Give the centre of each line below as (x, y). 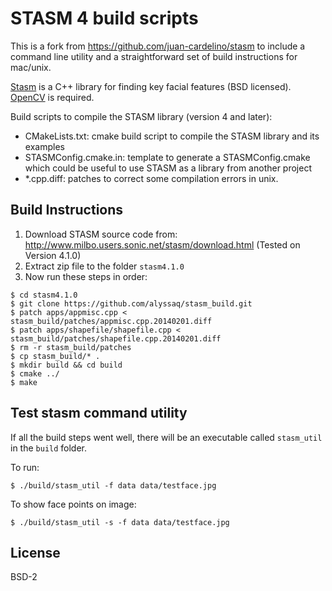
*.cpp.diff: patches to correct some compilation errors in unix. (151, 178)
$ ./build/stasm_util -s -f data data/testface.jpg (120, 522)
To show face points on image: (73, 504)
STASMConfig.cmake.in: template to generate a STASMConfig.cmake (167, 157)
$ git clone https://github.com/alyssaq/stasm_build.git (131, 303)
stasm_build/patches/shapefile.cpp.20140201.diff (116, 338)
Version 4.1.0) (53, 255)
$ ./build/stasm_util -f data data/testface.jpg (113, 485)
